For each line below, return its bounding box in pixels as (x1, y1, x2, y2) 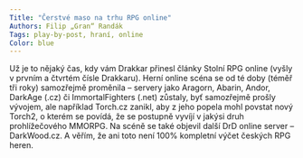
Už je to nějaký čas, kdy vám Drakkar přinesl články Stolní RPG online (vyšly (9, 63, 293, 74)
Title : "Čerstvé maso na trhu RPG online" (9, 13, 172, 23)
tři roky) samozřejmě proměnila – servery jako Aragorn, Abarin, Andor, (9, 82, 271, 93)
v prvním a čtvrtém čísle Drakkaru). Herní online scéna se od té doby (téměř (9, 73, 293, 84)
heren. (9, 140, 33, 151)
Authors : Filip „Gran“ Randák (9, 22, 124, 31)
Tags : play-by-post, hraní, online (9, 30, 144, 39)
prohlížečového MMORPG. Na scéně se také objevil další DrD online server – (9, 121, 295, 132)
